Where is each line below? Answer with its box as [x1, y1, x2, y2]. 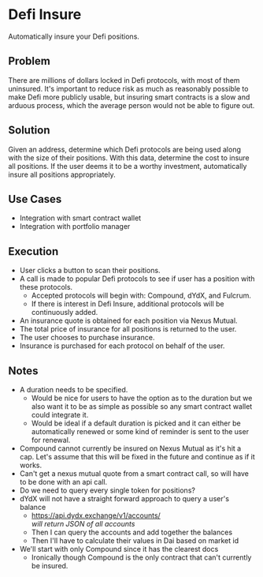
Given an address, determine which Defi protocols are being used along [8, 144, 242, 154]
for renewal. [31, 436, 71, 444]
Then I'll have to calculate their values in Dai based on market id [31, 536, 239, 545]
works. [19, 460, 42, 470]
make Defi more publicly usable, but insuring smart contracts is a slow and [8, 92, 250, 102]
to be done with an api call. [19, 478, 108, 486]
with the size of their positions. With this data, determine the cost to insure [8, 152, 250, 163]
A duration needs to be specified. [19, 385, 128, 394]
